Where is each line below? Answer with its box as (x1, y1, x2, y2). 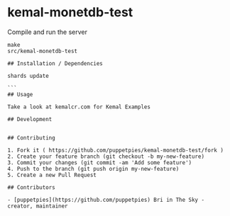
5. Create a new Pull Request (7, 171, 97, 178)
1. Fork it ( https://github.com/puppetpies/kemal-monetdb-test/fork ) (7, 147, 224, 154)
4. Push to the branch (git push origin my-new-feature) (7, 165, 180, 172)
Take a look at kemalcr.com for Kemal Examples (7, 103, 151, 110)
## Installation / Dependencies (7, 59, 103, 67)
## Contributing (7, 134, 55, 142)
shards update (7, 72, 50, 79)
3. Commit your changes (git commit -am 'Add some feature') (7, 159, 192, 166)
